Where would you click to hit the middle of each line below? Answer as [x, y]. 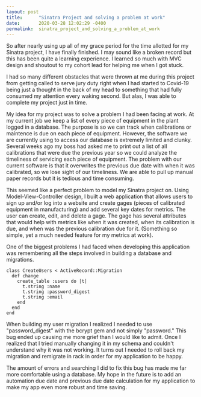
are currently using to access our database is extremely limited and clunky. [99, 140]
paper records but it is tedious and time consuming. [70, 178]
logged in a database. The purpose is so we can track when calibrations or [99, 127]
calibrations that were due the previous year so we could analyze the [92, 153]
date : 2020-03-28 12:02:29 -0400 [56, 23]
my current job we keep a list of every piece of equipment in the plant [92, 121]
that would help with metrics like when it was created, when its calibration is [100, 222]
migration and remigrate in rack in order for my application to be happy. [95, 357]
